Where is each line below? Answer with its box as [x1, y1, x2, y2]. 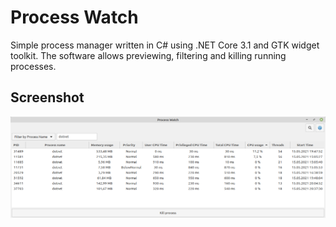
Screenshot [10, 89, 85, 106]
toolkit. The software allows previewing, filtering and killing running [10, 49, 287, 61]
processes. [10, 60, 57, 72]
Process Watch [10, 6, 139, 29]
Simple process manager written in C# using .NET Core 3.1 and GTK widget [10, 39, 320, 51]
